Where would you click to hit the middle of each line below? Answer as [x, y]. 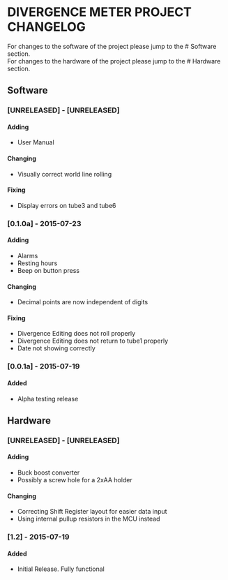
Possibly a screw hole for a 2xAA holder [75, 480]
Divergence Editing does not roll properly [76, 334]
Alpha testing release [48, 399]
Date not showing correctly [56, 348]
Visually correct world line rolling [64, 174]
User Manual [36, 142]
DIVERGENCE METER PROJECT [99, 12]
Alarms [28, 255]
